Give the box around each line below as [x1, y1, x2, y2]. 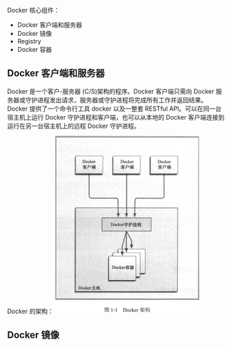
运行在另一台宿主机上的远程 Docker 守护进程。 [7, 122, 140, 130]
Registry [17, 37, 41, 45]
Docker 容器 [17, 46, 53, 53]
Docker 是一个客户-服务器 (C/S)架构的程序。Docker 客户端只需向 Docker [7, 87, 214, 95]
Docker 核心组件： [7, 6, 60, 14]
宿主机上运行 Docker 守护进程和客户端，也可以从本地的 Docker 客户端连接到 [7, 113, 225, 121]
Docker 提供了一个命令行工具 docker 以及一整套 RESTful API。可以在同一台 [7, 104, 222, 113]
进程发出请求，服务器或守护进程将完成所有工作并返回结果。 [37, 95, 207, 104]
